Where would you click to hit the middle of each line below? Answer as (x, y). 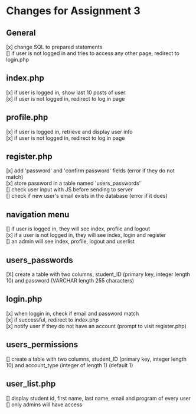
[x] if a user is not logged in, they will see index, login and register (86, 235)
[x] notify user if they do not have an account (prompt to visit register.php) (97, 326)
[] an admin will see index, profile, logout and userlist (70, 242)
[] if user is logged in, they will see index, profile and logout (78, 229)
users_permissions (42, 345)
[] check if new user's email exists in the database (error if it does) (87, 196)
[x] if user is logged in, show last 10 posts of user (66, 92)
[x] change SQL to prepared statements (54, 47)
